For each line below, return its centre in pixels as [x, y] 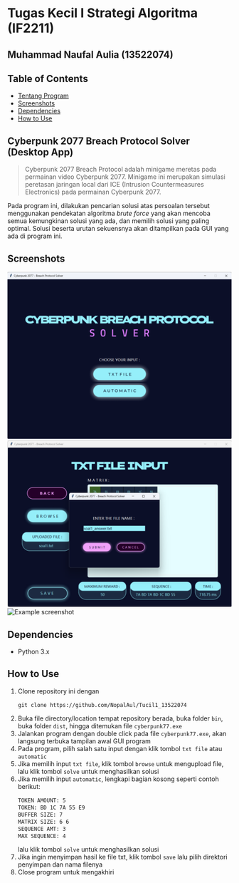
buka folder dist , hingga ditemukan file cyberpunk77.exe [100, 725]
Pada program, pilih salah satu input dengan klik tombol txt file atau [120, 748]
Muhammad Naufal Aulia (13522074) [90, 55]
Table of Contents [48, 79]
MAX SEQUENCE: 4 [42, 836]
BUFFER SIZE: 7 [40, 815]
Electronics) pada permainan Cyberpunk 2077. [93, 192]
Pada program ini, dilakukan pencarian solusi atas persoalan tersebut [108, 206]
